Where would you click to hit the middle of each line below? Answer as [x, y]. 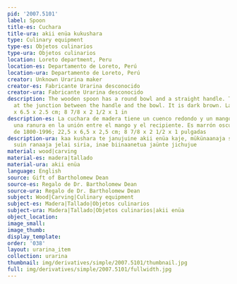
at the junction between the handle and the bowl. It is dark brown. [118, 106]
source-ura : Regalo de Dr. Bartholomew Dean [74, 191]
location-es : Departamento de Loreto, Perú [72, 66]
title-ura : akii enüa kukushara [55, 33]
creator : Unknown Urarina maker [55, 79]
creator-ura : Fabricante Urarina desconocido [75, 92]
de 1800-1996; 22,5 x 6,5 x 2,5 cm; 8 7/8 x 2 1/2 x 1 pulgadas [110, 132]
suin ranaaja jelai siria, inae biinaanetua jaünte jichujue [105, 145]
